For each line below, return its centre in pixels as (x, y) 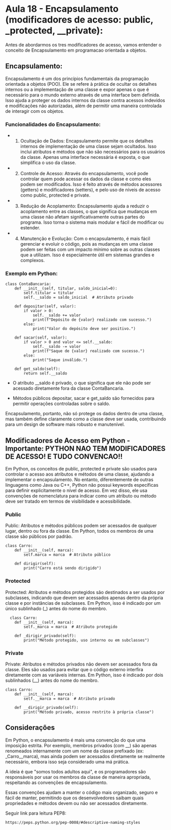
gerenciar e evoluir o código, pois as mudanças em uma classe (87, 244)
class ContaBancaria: (28, 284)
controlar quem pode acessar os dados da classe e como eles (86, 179)
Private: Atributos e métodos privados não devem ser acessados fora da (81, 664)
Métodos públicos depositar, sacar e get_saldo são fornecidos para (83, 398)
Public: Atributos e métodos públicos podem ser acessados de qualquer (81, 526)
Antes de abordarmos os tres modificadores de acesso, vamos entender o (83, 44)
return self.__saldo (45, 373)
